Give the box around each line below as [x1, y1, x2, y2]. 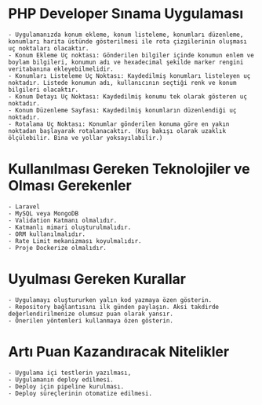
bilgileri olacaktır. [8, 86, 79, 94]
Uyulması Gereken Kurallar [8, 271, 187, 288]
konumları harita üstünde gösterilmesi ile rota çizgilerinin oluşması [8, 37, 247, 46]
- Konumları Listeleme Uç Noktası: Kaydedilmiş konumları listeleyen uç [8, 72, 251, 79]
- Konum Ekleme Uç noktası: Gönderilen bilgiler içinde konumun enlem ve [8, 51, 255, 59]
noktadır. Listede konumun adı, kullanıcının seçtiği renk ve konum [8, 79, 237, 87]
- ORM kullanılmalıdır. [8, 230, 86, 238]
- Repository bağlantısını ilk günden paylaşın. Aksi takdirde [8, 303, 220, 311]
